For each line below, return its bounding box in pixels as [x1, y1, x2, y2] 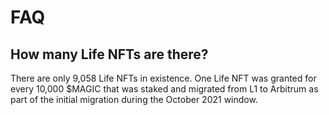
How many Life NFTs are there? [10, 46, 209, 63]
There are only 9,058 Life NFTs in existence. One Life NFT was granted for [10, 72, 317, 84]
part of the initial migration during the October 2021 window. [10, 94, 258, 105]
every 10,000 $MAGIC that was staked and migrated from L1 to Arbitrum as [10, 83, 319, 95]
